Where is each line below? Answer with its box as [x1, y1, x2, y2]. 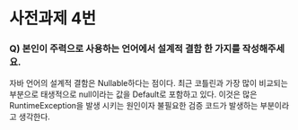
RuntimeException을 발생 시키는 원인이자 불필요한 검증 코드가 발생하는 [9, 100, 259, 111]
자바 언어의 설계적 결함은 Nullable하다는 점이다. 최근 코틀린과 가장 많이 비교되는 [9, 78, 289, 89]
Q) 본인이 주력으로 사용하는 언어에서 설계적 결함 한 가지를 [9, 42, 241, 55]
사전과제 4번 [9, 8, 97, 29]
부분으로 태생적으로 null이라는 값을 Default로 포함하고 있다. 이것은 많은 [9, 89, 258, 100]
